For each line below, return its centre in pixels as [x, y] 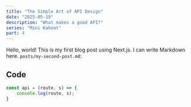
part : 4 [16, 33]
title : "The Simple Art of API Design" [55, 11]
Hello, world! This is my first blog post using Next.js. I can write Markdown [96, 50]
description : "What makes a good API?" [55, 22]
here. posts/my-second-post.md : [44, 56]
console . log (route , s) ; [46, 93]
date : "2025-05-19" [30, 17]
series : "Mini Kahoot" [34, 28]
